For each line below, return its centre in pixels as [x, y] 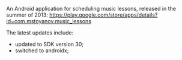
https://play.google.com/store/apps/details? [103, 15]
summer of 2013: [27, 15]
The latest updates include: [40, 33]
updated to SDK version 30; [49, 44]
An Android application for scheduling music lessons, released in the [91, 9]
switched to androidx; [42, 50]
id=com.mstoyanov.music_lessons [49, 21]
